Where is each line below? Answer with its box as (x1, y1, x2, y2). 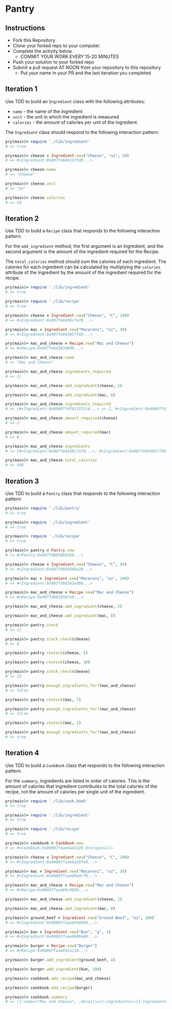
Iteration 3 (5, 477, 39, 486)
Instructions (5, 24, 45, 32)
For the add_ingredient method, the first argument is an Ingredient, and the (5, 243, 164, 249)
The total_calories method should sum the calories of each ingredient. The (5, 259, 166, 265)
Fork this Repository (12, 37, 55, 43)
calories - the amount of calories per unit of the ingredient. (12, 119, 138, 125)
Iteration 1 (5, 85, 38, 93)
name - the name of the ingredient (12, 108, 83, 114)
